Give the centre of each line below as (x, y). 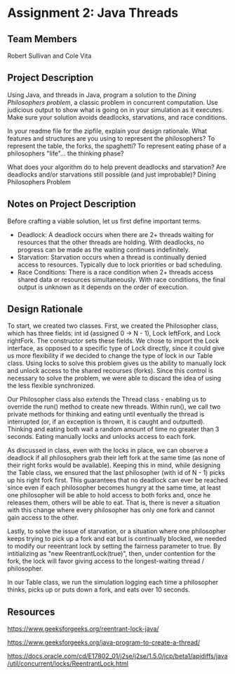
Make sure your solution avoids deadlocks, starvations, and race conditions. (117, 117)
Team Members (42, 39)
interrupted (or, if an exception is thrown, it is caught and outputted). (106, 422)
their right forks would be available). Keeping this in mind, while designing (114, 465)
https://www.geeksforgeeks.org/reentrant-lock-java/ (83, 629)
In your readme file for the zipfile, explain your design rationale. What (107, 131)
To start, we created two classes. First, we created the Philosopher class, (113, 326)
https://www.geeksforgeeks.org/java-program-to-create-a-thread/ (104, 642)
